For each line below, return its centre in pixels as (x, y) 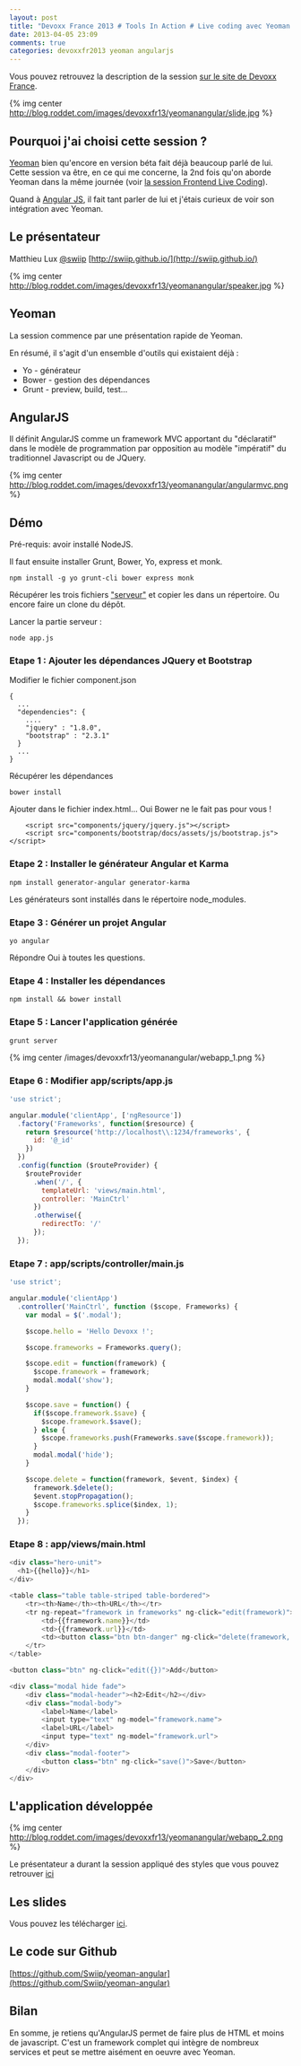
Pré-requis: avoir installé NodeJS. (71, 545)
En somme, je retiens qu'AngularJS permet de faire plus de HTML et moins (147, 2033)
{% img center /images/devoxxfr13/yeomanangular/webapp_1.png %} (138, 1057)
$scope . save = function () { (77, 1405)
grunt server (34, 1041)
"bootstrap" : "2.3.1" (68, 736)
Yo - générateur (52, 370)
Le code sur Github (64, 1952)
